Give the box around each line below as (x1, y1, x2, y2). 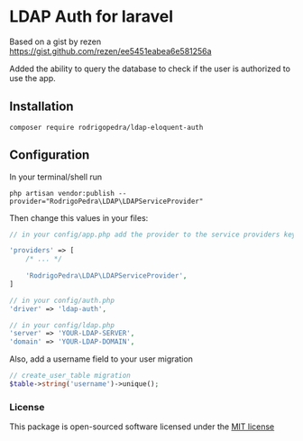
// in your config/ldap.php (9, 320, 115, 330)
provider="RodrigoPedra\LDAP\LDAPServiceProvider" (9, 197, 204, 206)
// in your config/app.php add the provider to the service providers (9, 230, 280, 239)
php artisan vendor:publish (9, 188, 115, 198)
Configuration (9, 147, 90, 163)
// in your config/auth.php (9, 296, 115, 305)
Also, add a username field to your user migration (9, 354, 194, 364)
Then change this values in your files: (9, 212, 149, 223)
